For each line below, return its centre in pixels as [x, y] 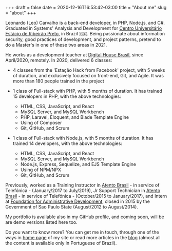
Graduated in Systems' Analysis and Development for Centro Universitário [84, 28]
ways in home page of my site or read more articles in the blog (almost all [83, 237]
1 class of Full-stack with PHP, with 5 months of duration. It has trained [88, 91]
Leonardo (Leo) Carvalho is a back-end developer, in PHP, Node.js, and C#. [85, 23]
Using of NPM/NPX [41, 170]
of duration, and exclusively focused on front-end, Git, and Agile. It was [88, 76]
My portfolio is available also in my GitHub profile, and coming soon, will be [85, 217]
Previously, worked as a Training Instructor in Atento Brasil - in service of [82, 185]
